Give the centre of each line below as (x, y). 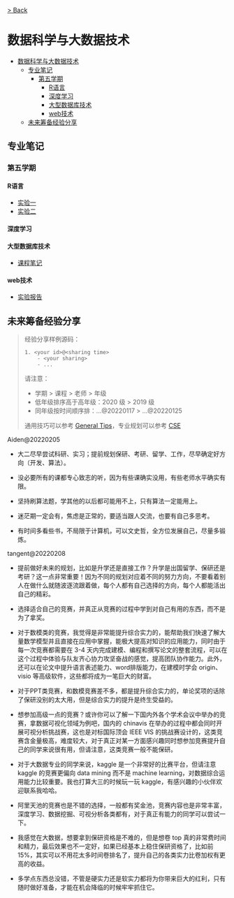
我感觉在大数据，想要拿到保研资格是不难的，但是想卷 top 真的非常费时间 (122, 838)
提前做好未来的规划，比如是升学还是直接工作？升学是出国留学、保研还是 (121, 568)
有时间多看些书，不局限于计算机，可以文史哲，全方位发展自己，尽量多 (118, 531)
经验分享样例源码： (52, 339)
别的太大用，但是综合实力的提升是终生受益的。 (109, 700)
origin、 (210, 668)
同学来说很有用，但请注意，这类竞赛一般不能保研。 (103, 749)
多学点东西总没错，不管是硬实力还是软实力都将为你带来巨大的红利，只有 (121, 878)
